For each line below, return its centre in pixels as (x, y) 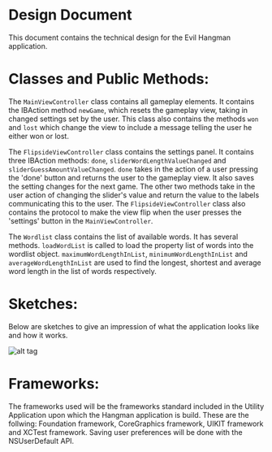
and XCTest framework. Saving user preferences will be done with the (125, 432)
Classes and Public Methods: (109, 79)
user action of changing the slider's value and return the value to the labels (134, 195)
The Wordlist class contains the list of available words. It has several (123, 237)
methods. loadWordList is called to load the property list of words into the (131, 245)
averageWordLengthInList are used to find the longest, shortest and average (135, 263)
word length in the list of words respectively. (82, 271)
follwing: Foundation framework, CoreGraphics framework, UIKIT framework (136, 424)
